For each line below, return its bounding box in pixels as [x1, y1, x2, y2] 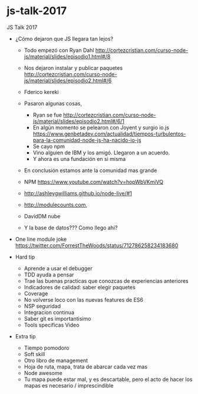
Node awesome [24, 369, 62, 376]
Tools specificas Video [24, 321, 80, 328]
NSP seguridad [24, 302, 61, 309]
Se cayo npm [32, 143, 65, 150]
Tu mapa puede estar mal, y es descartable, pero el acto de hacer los [24, 376, 193, 383]
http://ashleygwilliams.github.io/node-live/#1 [24, 189, 132, 196]
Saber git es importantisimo [24, 315, 91, 322]
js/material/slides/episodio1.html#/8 [24, 53, 111, 60]
